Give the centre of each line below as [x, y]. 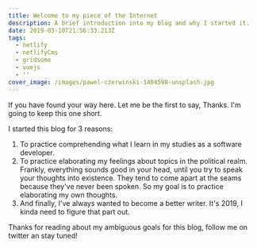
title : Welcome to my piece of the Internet [83, 15]
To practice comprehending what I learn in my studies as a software [130, 144]
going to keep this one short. [55, 113]
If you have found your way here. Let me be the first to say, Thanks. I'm [125, 105]
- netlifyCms [37, 52]
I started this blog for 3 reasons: [61, 129]
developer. [37, 153]
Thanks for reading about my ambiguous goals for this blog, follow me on [128, 227]
